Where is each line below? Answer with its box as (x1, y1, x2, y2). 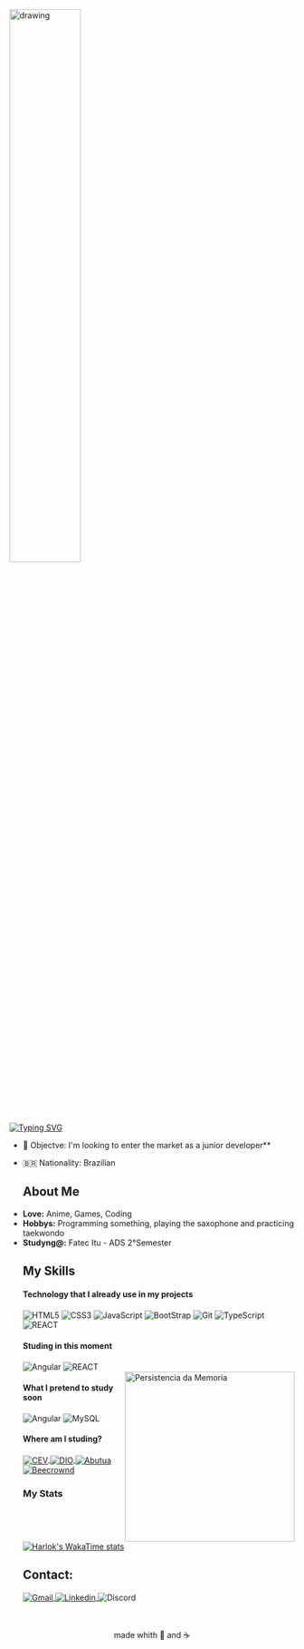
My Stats (22, 1487, 63, 1499)
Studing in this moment (22, 1340, 113, 1351)
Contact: (22, 1567, 74, 1583)
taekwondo (22, 1227, 65, 1238)
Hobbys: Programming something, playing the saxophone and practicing (22, 1217, 294, 1228)
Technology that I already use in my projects (22, 1288, 194, 1300)
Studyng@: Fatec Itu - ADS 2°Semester (22, 1237, 172, 1248)
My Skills (22, 1264, 75, 1279)
